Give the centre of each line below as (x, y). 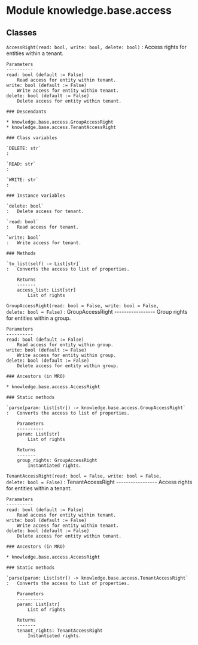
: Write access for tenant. (44, 243)
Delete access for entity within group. (68, 366)
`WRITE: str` (22, 180)
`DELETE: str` (24, 148)
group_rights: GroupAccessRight (57, 460)
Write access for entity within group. (67, 355)
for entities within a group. (39, 318)
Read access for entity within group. (65, 345)
